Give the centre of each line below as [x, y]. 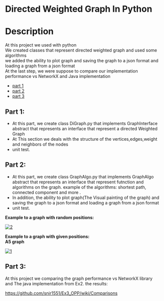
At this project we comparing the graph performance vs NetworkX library [79, 278]
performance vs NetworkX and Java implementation [58, 76]
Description [29, 32]
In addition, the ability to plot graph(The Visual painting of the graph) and [86, 198]
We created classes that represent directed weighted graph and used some [81, 50]
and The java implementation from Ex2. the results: [56, 283]
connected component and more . [47, 192]
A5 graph [15, 242]
